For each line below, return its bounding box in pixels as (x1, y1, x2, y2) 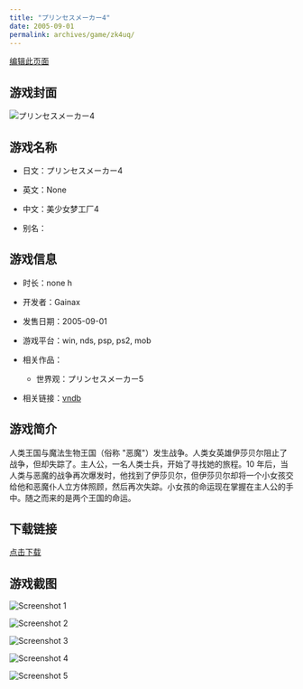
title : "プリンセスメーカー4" (9, 13, 111, 23)
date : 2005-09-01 (9, 22, 75, 31)
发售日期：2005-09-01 (22, 315, 108, 326)
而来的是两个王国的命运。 (40, 492, 136, 503)
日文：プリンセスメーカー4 (22, 165, 124, 176)
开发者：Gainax (22, 296, 81, 307)
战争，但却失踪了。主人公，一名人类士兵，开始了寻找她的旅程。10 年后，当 (9, 458, 289, 470)
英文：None (22, 184, 68, 195)
